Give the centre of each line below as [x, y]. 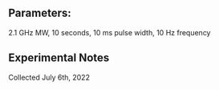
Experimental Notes [59, 58]
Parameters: [40, 13]
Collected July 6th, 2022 [49, 77]
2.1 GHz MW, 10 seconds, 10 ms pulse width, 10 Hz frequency [109, 32]
